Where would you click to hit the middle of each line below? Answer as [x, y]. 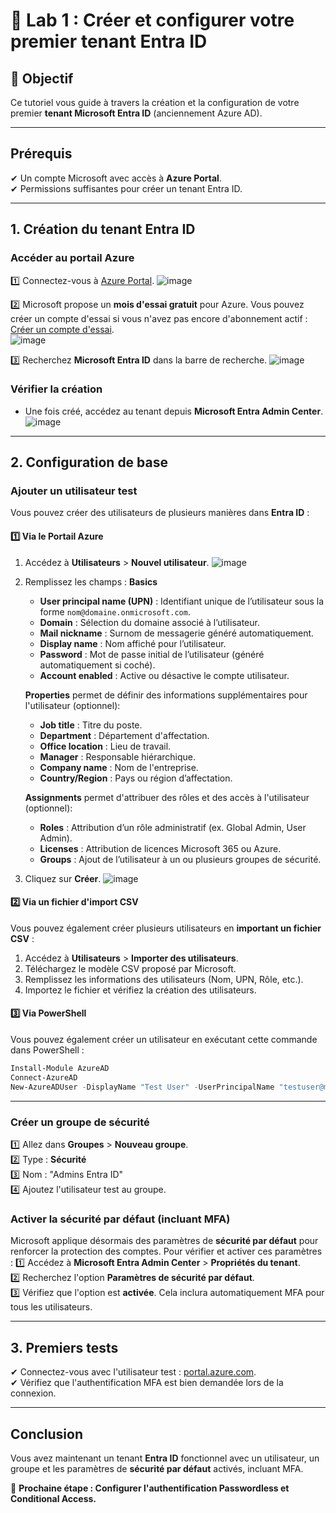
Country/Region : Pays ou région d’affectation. [136, 778]
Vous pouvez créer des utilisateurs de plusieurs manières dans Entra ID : [160, 513]
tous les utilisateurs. [51, 1307]
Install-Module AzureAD [60, 1069]
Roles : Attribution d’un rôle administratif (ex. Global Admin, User [173, 827]
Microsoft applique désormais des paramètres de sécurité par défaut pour [164, 1241]
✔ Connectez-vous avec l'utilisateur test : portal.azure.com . [133, 1372]
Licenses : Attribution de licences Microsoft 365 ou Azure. [160, 848]
